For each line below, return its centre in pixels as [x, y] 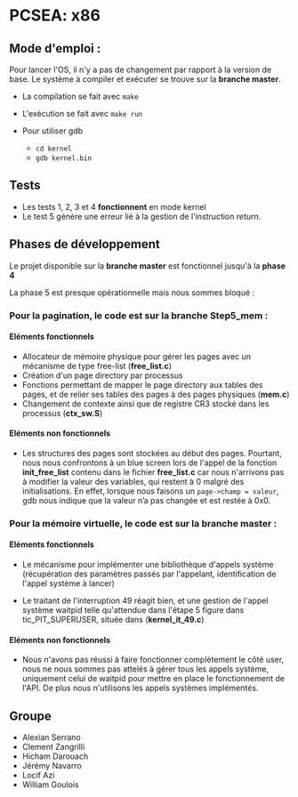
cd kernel [54, 149]
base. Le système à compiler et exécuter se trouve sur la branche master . [145, 79]
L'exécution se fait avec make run [82, 113]
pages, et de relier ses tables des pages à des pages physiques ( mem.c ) [156, 394]
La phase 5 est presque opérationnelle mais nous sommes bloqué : [132, 292]
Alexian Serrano [52, 737]
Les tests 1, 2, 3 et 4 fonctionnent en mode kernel [114, 206]
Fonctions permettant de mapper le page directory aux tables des [142, 384]
